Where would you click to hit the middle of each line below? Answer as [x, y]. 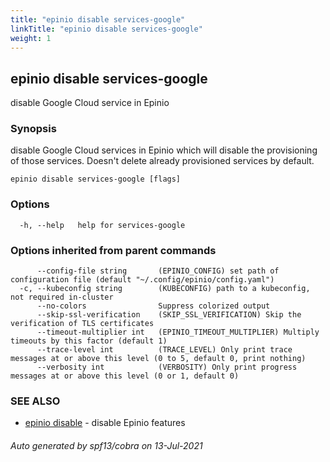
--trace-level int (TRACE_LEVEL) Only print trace [164, 350]
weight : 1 [31, 38]
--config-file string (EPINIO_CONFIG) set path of [158, 271]
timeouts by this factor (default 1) [89, 341]
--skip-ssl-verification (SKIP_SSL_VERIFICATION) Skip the [169, 315]
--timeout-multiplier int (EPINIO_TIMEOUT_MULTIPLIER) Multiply [178, 332]
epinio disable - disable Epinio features [105, 423]
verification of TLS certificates [82, 324]
